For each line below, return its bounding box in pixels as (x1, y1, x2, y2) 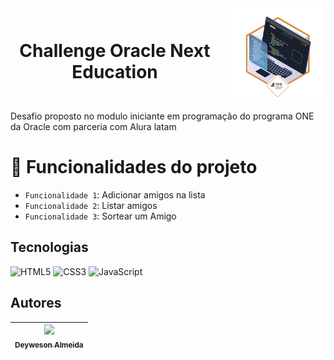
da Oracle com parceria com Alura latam (10, 121, 177, 132)
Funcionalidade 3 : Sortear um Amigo (24, 210, 177, 222)
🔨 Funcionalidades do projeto (10, 156, 258, 179)
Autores (10, 295, 62, 312)
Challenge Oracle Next (19, 40, 211, 62)
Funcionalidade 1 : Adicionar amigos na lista (24, 188, 206, 201)
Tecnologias (10, 239, 89, 256)
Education (71, 61, 158, 84)
